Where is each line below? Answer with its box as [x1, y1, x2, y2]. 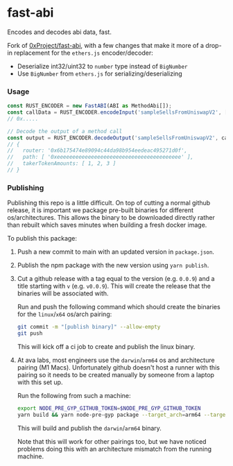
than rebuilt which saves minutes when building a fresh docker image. [7, 221, 207, 230]
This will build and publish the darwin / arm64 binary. [17, 424, 162, 432]
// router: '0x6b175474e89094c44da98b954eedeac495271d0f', [7, 147, 188, 154]
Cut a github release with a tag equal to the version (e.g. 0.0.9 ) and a [17, 275, 215, 283]
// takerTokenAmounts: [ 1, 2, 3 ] [7, 160, 116, 167]
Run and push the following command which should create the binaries [17, 303, 221, 311]
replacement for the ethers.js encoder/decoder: [13, 49, 154, 57]
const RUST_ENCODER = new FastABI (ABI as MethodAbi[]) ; [7, 103, 172, 110]
